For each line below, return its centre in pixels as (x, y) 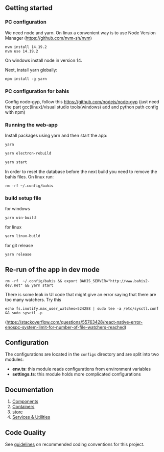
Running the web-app (31, 125)
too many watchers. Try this (33, 300)
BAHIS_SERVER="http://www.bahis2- (115, 281)
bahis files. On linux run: (29, 176)
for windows (18, 209)
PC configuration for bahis (37, 91)
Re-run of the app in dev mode (52, 270)
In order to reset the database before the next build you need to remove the (81, 172)
